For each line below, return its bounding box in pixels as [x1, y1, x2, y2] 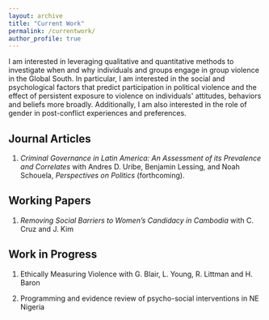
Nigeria [19, 301, 45, 312]
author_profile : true [8, 34, 82, 43]
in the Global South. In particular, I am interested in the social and [8, 74, 225, 83]
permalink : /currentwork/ [8, 27, 95, 35]
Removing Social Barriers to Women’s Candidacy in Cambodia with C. [19, 215, 254, 225]
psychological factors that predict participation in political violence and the [8, 83, 257, 92]
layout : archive [8, 11, 63, 20]
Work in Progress [8, 248, 98, 262]
